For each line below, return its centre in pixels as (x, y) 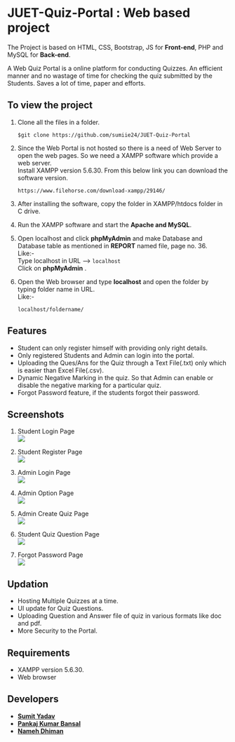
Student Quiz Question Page (58, 534)
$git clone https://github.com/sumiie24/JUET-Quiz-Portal (104, 135)
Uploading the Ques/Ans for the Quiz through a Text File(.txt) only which (122, 363)
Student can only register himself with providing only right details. (113, 348)
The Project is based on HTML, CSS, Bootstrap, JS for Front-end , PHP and (115, 47)
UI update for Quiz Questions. (60, 609)
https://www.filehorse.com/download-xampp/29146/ (92, 191)
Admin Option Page (46, 493)
